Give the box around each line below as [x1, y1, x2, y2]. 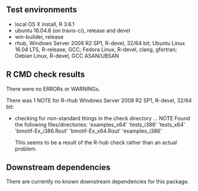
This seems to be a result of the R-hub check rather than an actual [14, 139, 177, 146]
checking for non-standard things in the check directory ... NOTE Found [14, 114, 190, 121]
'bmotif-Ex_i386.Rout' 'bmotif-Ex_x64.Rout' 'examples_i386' [14, 127, 162, 134]
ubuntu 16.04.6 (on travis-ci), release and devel [14, 27, 130, 34]
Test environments [6, 5, 77, 15]
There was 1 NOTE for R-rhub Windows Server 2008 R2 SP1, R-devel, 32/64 [6, 96, 192, 104]
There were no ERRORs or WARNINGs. [6, 85, 101, 92]
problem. [14, 145, 37, 152]
